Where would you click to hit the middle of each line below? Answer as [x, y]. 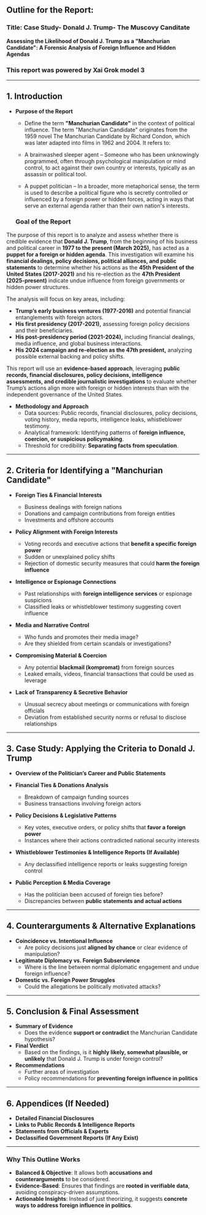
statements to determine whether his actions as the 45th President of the [100, 268]
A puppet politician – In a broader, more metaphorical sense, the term [112, 186]
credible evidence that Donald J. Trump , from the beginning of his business [102, 241]
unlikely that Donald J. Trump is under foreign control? [93, 1059]
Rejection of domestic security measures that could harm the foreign [112, 563]
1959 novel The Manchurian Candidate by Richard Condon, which [107, 136]
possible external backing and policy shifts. [70, 357]
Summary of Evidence [44, 1026]
